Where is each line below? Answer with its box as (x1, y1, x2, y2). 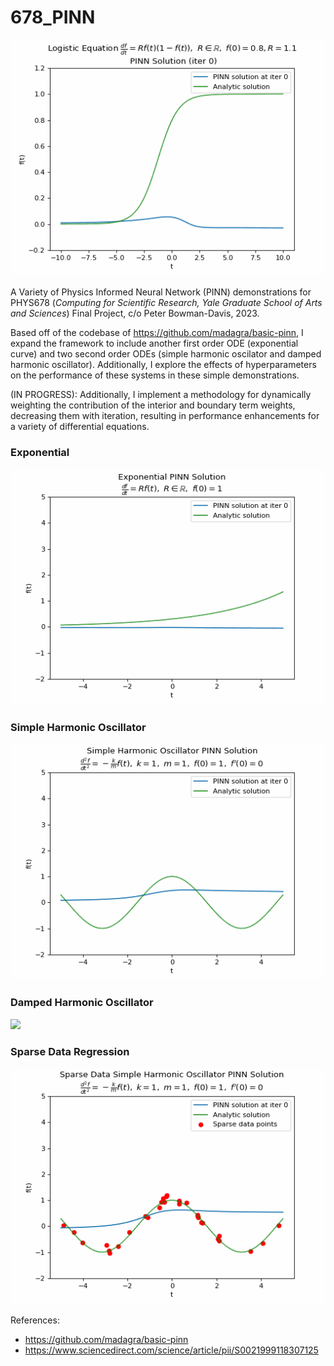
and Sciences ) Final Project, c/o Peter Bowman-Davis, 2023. (10, 307, 260, 319)
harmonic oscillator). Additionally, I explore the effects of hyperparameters (10, 358, 317, 370)
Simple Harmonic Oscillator (10, 721, 147, 735)
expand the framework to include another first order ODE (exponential (10, 337, 299, 349)
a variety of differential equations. (10, 420, 150, 432)
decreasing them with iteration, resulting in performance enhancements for (10, 409, 320, 421)
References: (10, 1314, 60, 1326)
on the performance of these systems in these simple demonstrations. (10, 369, 300, 381)
